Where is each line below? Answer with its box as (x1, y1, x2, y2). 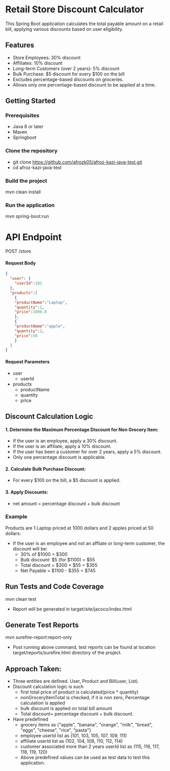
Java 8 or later (12, 124, 44, 130)
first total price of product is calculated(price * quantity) (20, 689, 139, 695)
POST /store (5, 248, 32, 254)
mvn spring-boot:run (5, 213, 49, 219)
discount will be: (12, 545, 48, 552)
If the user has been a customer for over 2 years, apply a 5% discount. (12, 449, 162, 455)
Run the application (5, 201, 55, 209)
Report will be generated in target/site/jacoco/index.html (12, 606, 132, 612)
